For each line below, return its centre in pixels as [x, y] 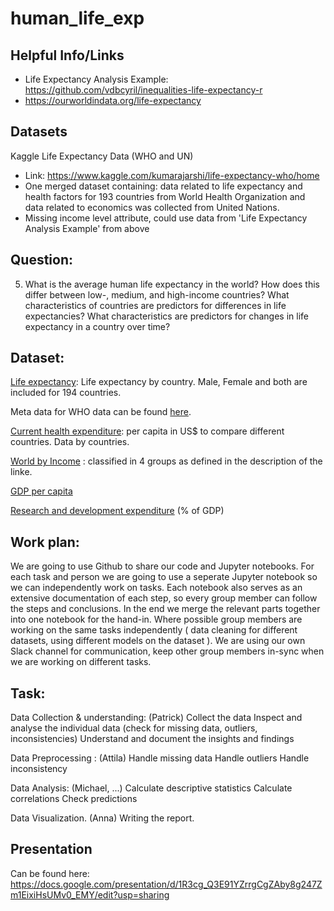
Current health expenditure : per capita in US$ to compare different [147, 431]
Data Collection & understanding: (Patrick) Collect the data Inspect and [156, 718]
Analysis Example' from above [87, 228]
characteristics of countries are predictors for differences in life [155, 305]
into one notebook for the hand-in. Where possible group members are [156, 619]
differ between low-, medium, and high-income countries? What [157, 294]
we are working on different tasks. [81, 662]
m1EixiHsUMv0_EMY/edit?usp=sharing [90, 894]
